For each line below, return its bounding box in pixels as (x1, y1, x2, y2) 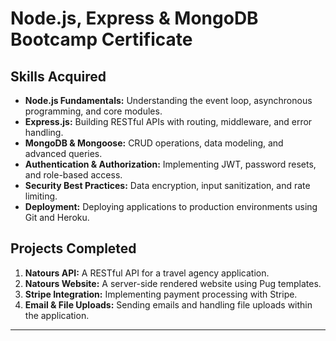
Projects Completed (10, 240, 137, 257)
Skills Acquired (10, 68, 107, 85)
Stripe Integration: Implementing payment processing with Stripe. (24, 288, 298, 300)
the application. (24, 309, 90, 321)
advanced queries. (24, 148, 103, 159)
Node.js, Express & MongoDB (10, 7, 259, 30)
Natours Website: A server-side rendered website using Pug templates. (24, 277, 322, 289)
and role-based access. (24, 169, 123, 181)
